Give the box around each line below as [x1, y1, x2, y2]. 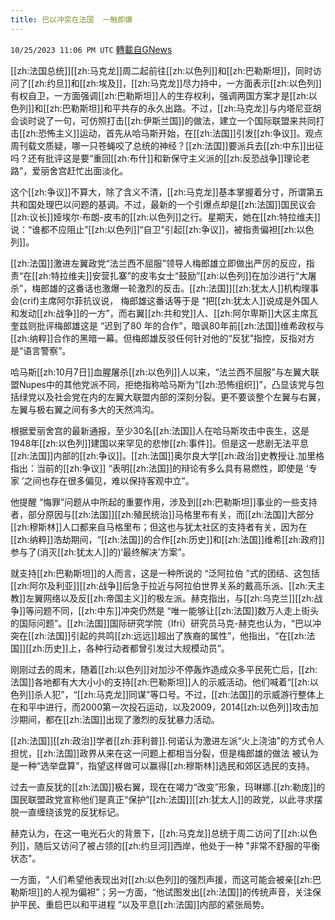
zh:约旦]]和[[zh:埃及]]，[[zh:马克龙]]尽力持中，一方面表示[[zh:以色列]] [34, 77, 322, 89]
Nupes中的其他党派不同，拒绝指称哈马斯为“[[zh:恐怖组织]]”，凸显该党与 [18, 378, 316, 390]
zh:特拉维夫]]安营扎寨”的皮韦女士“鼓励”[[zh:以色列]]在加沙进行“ [38, 269, 300, 281]
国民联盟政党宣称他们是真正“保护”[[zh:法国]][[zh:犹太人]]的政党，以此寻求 [10, 793, 315, 805]
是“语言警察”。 [10, 344, 72, 356]
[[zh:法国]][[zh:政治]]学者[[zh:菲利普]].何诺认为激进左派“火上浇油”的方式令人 [10, 734, 325, 746]
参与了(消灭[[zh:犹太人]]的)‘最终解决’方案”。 [10, 546, 191, 558]
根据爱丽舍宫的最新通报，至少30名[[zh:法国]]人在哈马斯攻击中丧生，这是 [10, 424, 310, 436]
